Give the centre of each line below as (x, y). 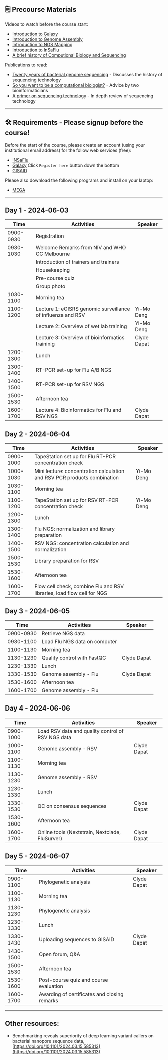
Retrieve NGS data (63, 634)
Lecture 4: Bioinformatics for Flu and (79, 410)
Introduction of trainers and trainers (77, 262)
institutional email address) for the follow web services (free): (68, 150)
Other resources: (32, 1024)
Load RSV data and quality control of (81, 731)
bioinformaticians (30, 90)
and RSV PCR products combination (77, 478)
